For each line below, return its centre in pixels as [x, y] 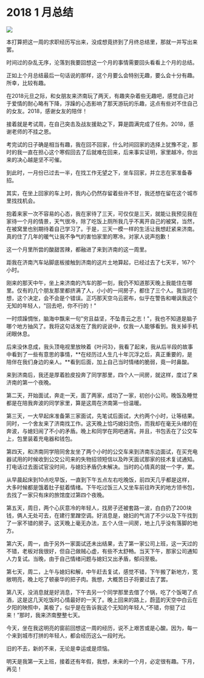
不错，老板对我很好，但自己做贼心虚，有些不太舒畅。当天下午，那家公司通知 [102, 551]
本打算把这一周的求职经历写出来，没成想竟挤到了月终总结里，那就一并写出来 [102, 42]
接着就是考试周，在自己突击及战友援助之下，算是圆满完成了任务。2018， [97, 124]
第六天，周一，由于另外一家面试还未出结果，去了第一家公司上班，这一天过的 [102, 543]
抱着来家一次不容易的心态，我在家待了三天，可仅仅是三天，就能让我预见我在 [102, 213]
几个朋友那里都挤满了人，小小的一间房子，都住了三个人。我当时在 [115, 290]
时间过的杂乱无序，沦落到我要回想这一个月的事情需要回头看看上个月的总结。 [102, 62]
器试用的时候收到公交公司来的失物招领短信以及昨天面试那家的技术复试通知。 [102, 459]
